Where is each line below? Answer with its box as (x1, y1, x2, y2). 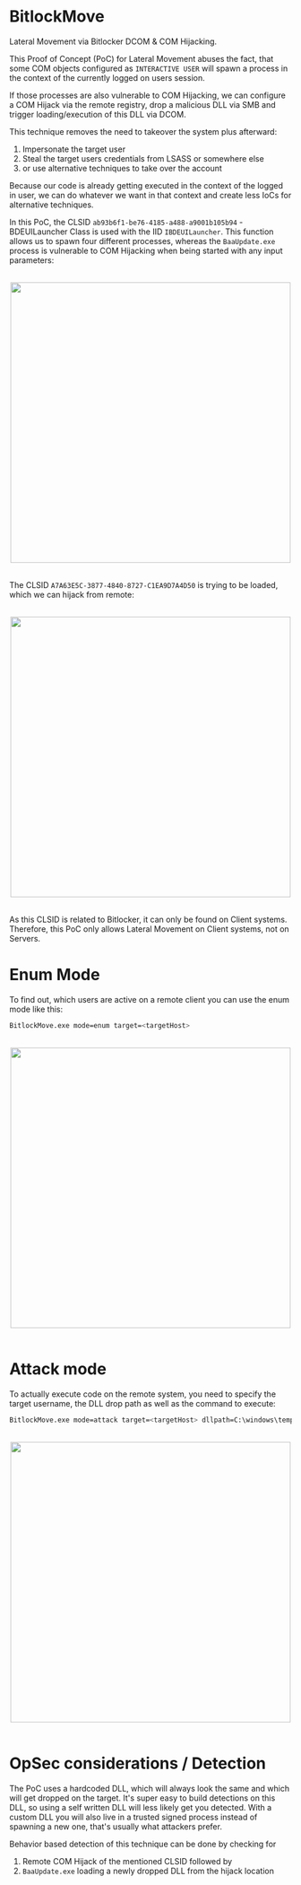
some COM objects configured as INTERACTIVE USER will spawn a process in (9, 63, 288, 74)
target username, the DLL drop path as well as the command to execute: (9, 1398, 276, 1408)
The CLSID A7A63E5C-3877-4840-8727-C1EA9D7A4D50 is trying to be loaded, (9, 579, 279, 590)
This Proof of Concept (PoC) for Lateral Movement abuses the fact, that (9, 53, 274, 64)
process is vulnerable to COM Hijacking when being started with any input (9, 245, 283, 256)
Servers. (9, 933, 41, 943)
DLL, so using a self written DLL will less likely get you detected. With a (9, 1802, 272, 1812)
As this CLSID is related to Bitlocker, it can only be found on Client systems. (9, 914, 288, 925)
